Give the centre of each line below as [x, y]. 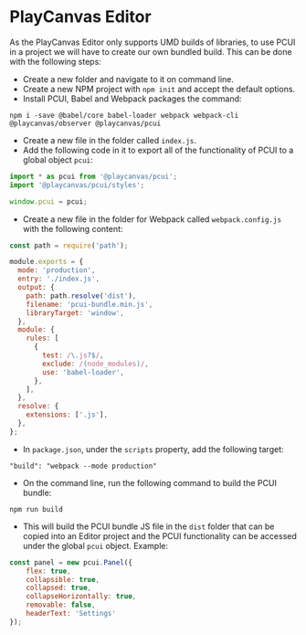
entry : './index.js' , [59, 279]
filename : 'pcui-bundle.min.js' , [90, 304]
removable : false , [61, 605]
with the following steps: [56, 61]
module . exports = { [47, 262]
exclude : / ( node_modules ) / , [95, 364]
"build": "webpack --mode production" [83, 466]
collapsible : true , [63, 579]
